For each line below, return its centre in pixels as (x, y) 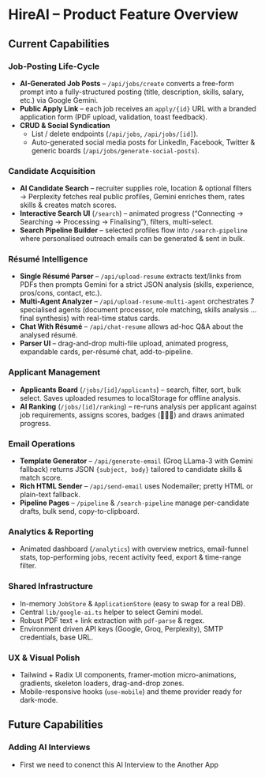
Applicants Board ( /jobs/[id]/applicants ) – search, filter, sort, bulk (131, 390)
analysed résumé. (49, 335)
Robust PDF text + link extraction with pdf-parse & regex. (112, 620)
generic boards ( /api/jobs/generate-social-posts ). (115, 150)
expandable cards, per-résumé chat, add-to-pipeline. (106, 352)
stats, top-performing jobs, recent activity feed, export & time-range (131, 557)
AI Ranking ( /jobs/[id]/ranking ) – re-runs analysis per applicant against (138, 406)
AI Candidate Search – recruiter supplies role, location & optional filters (136, 188)
